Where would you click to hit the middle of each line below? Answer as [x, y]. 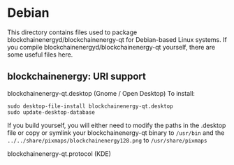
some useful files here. [40, 55]
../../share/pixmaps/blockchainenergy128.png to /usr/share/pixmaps [107, 140]
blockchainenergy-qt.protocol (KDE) [59, 153]
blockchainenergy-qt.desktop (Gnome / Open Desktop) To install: [101, 93]
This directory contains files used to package [72, 32]
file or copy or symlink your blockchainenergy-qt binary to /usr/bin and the [116, 132]
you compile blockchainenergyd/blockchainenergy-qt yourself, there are [111, 47]
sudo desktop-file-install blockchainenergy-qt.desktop [90, 106]
